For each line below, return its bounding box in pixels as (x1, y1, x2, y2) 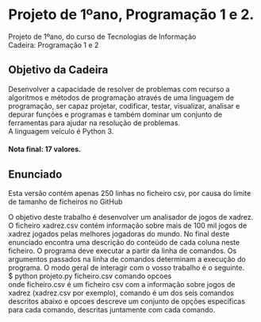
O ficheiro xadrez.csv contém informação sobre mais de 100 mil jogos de (8, 220, 248, 231)
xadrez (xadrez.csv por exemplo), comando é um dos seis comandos (8, 288, 234, 298)
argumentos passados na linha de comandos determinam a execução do (8, 255, 246, 264)
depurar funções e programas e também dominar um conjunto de (8, 109, 223, 119)
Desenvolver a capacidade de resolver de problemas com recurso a (8, 84, 230, 94)
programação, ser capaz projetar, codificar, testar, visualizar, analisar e (8, 101, 240, 110)
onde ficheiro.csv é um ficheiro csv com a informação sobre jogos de (8, 280, 236, 289)
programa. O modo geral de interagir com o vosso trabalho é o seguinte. (8, 263, 244, 273)
